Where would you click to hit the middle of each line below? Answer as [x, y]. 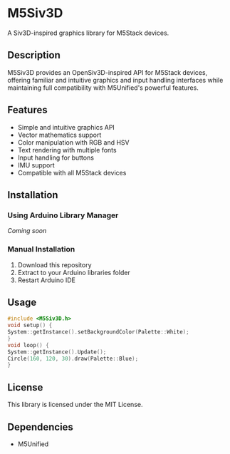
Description [34, 55]
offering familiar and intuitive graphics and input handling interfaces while [115, 80]
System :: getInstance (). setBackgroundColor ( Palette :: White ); [99, 332]
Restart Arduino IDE [47, 280]
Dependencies [40, 427]
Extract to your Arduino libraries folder [74, 272]
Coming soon [27, 231]
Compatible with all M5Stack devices [72, 172]
